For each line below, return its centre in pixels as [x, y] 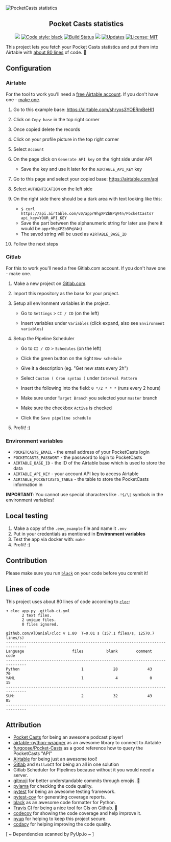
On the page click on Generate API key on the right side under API [83, 159]
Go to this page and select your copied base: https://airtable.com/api [86, 179]
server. [21, 775]
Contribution [27, 561]
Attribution [23, 725]
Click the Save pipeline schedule [56, 417]
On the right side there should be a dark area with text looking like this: [88, 198]
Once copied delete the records [47, 129]
